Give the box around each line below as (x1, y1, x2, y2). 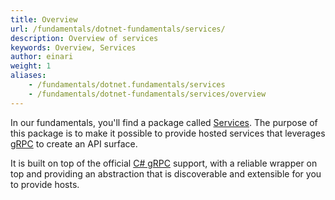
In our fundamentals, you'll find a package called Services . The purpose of (10, 116, 318, 128)
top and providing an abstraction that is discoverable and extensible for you (10, 167, 322, 180)
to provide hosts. (10, 178, 80, 190)
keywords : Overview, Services (10, 42, 137, 53)
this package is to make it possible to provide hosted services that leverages (10, 127, 326, 139)
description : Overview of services (10, 33, 159, 43)
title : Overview (10, 14, 78, 25)
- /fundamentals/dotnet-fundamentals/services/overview (28, 89, 267, 99)
